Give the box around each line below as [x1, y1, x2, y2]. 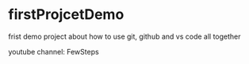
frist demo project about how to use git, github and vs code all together [8, 32, 241, 41]
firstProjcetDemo [8, 6, 125, 24]
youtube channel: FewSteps [8, 47, 99, 56]
